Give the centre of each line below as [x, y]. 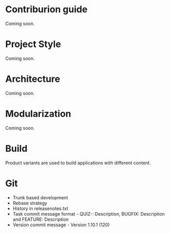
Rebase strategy [30, 203]
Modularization [38, 114]
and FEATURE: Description [41, 219]
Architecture [33, 79]
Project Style [33, 44]
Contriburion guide [46, 9]
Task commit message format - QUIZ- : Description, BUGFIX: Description [89, 214]
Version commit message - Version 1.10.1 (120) [61, 225]
